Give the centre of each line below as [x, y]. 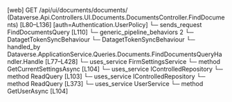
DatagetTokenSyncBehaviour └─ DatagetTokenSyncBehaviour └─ [101, 40]
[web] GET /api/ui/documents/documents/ [68, 10]
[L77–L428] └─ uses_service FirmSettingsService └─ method [132, 61]
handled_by [24, 47]
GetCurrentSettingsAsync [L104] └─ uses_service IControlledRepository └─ [115, 69]
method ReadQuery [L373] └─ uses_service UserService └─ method [105, 84]
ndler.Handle [25, 61]
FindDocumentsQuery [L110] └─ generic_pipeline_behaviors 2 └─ [100, 32]
